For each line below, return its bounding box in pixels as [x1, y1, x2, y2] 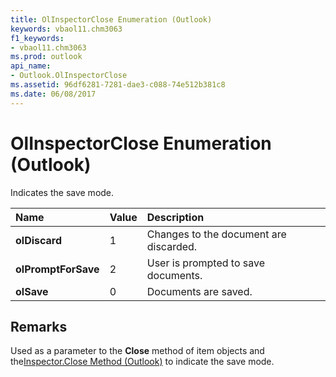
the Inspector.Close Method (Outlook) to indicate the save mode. [10, 356, 275, 368]
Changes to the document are [146, 227, 287, 241]
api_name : [10, 61, 52, 71]
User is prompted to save [146, 256, 265, 270]
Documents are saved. [146, 284, 253, 298]
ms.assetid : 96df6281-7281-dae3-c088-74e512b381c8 [10, 80, 226, 90]
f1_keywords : [10, 33, 65, 43]
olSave [15, 284, 49, 298]
